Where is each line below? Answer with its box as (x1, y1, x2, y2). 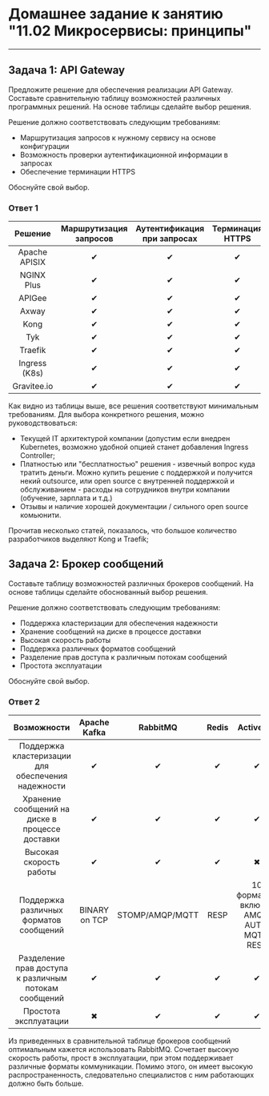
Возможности (13, 722, 70, 733)
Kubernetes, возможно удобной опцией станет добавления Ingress (19, 442, 249, 452)
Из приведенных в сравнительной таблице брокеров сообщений (8, 1036, 231, 1046)
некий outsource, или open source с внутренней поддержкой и (19, 476, 235, 486)
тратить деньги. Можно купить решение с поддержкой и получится (19, 468, 254, 477)
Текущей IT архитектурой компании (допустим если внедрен (19, 434, 231, 444)
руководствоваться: (8, 418, 78, 428)
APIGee (18, 293, 47, 304)
